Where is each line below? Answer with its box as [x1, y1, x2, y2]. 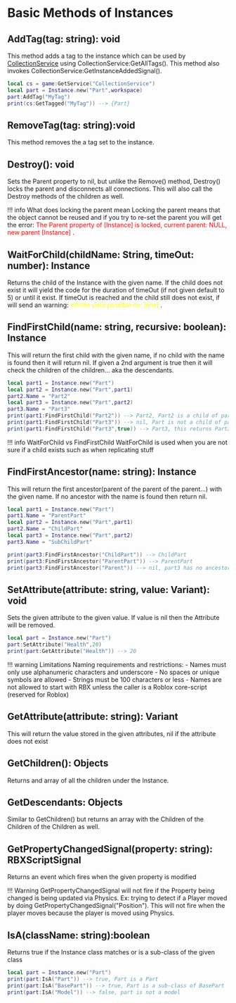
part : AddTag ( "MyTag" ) [7, 93, 71, 100]
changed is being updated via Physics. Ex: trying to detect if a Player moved [7, 894, 228, 902]
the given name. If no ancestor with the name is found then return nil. [7, 492, 207, 501]
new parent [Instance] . [7, 228, 75, 237]
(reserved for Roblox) [7, 690, 69, 699]
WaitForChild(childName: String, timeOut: [7, 249, 195, 261]
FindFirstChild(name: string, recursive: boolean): [7, 321, 227, 333]
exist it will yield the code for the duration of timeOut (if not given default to [7, 285, 225, 294]
